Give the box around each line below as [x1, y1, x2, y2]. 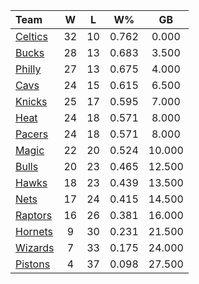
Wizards [15, 241, 55, 254]
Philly [15, 62, 42, 76]
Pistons [15, 257, 51, 271]
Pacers [15, 127, 49, 141]
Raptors [15, 209, 53, 222]
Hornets [15, 225, 54, 238]
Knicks [15, 95, 48, 108]
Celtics [15, 30, 48, 43]
